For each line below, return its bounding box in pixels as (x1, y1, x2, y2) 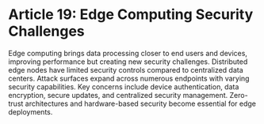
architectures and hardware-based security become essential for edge (25, 99, 256, 108)
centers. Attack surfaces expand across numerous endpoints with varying (8, 73, 250, 83)
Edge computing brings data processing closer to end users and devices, (8, 48, 248, 58)
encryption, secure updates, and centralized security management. (8, 90, 228, 100)
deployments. (8, 107, 53, 116)
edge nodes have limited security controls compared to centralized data (8, 65, 243, 74)
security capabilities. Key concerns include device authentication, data (8, 81, 239, 92)
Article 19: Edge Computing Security (8, 6, 254, 24)
